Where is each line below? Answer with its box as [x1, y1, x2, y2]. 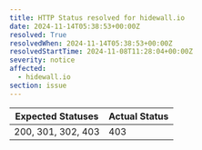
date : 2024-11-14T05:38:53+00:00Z [9, 22, 141, 31]
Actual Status [108, 110, 169, 123]
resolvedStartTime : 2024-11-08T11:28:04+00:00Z [9, 47, 194, 56]
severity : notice [9, 55, 76, 65]
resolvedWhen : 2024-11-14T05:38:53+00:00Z [9, 38, 173, 48]
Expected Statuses [15, 110, 99, 123]
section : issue [9, 81, 67, 90]
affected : [9, 65, 47, 74]
